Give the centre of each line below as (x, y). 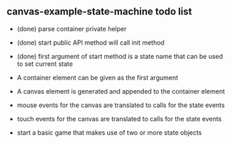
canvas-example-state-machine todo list (99, 12)
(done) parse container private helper (72, 28)
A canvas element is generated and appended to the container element (121, 91)
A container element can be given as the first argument (98, 77)
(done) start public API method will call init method (90, 43)
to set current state (45, 64)
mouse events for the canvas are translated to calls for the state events (121, 105)
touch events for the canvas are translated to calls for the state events (119, 118)
